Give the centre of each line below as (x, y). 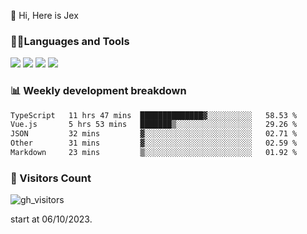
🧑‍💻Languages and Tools (70, 41)
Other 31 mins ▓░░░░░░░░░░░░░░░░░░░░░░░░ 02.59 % (154, 143)
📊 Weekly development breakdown (98, 91)
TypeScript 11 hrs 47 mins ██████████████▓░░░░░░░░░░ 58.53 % (154, 115)
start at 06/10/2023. (51, 219)
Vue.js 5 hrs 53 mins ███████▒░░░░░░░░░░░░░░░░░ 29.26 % (154, 125)
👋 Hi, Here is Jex (44, 15)
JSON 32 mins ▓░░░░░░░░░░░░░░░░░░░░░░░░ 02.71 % (154, 134)
